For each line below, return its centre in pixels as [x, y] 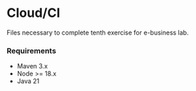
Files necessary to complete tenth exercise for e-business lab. [98, 32]
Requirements [32, 51]
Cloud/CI [33, 13]
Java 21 [28, 81]
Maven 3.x [32, 66]
